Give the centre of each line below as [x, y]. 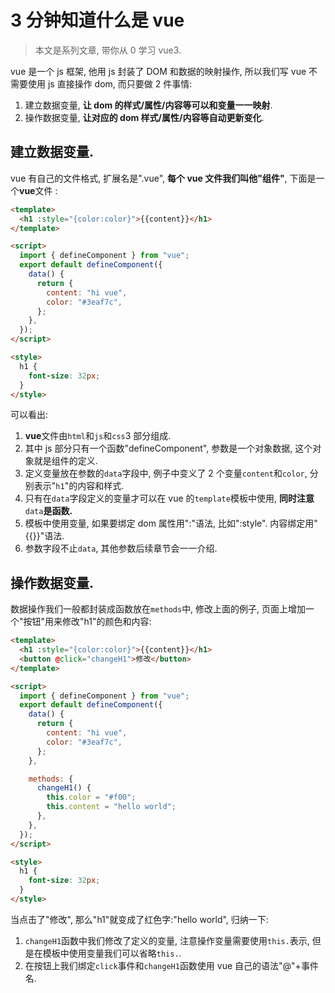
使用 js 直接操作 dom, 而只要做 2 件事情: [110, 83]
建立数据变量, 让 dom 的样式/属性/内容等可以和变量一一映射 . [148, 105]
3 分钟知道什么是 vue [97, 20]
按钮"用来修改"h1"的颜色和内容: [87, 622]
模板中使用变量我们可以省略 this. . [112, 953]
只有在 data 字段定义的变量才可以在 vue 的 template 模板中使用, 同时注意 [169, 498]
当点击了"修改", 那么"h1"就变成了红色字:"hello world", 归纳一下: [139, 919]
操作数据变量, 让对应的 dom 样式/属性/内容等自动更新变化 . [144, 117]
